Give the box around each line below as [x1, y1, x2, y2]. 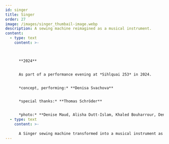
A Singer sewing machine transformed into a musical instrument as [18, 131, 163, 136]
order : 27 [5, 17, 26, 22]
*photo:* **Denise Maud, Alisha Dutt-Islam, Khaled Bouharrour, [18, 112, 156, 117]
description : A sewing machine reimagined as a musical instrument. [5, 26, 152, 31]
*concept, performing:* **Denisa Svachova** [18, 85, 114, 91]
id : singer [5, 7, 28, 13]
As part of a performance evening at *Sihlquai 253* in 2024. [18, 71, 152, 77]
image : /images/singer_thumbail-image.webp [5, 21, 98, 27]
